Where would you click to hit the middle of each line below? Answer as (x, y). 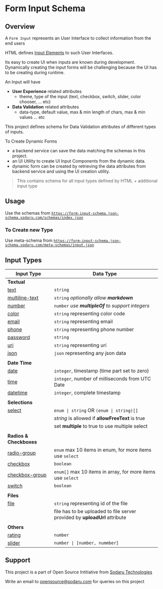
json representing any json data (90, 353)
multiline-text (23, 297)
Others (16, 527)
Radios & (18, 436)
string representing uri (80, 345)
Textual (16, 282)
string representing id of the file (91, 503)
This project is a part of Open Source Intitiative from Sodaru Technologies (79, 572)
